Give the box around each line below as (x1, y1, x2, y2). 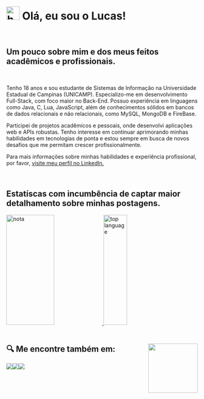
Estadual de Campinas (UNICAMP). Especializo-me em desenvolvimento (6, 90, 188, 98)
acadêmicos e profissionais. (6, 56, 116, 67)
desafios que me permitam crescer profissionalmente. (6, 141, 142, 148)
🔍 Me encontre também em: (6, 344, 116, 354)
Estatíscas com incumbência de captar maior (6, 189, 181, 199)
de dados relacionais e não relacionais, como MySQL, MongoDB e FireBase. (6, 110, 197, 117)
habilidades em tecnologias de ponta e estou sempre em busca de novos (6, 134, 189, 142)
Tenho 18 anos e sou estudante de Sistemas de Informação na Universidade (6, 84, 197, 91)
